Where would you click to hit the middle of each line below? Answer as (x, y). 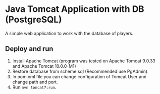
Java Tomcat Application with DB (75, 9)
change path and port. (35, 82)
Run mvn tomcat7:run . (34, 87)
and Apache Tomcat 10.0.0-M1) (44, 66)
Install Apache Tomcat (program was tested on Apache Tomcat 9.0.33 (84, 61)
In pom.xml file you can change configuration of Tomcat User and (80, 76)
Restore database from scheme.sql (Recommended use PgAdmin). (80, 71)
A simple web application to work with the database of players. (69, 33)
